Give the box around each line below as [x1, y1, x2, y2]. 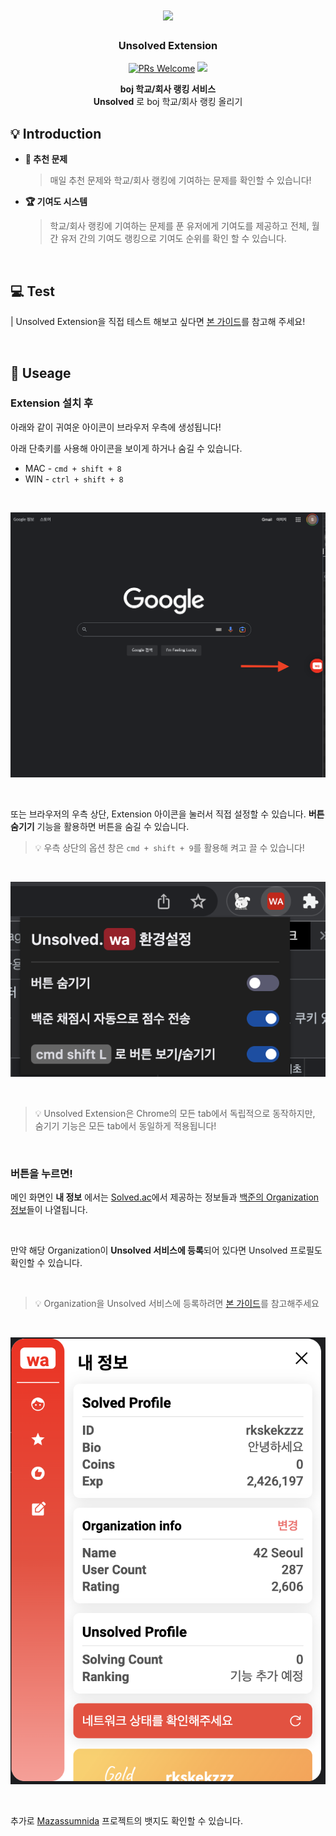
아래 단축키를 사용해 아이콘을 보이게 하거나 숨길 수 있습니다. [10, 442, 243, 454]
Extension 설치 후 [10, 396, 94, 410]
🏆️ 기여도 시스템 [24, 196, 88, 208]
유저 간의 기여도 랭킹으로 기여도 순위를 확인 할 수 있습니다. [60, 233, 287, 245]
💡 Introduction [10, 125, 102, 142]
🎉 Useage [10, 364, 72, 382]
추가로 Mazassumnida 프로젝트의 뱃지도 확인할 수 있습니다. [10, 1815, 243, 1827]
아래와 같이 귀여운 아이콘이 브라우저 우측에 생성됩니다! [10, 421, 222, 433]
